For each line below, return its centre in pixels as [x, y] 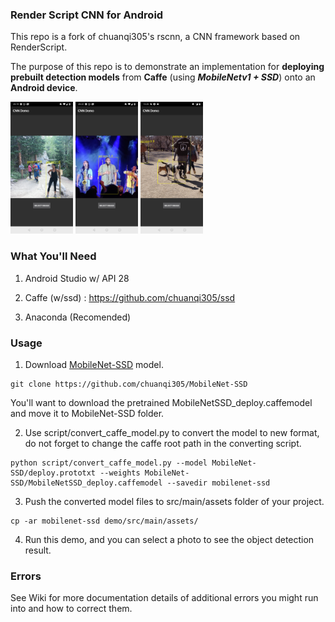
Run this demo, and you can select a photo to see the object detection [169, 540]
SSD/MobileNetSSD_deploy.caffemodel [86, 483]
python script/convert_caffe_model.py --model [109, 463]
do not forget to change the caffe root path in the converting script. [163, 444]
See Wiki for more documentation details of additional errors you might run [164, 598]
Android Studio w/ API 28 [77, 278]
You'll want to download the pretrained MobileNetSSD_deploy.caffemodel [161, 403]
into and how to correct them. [71, 609]
